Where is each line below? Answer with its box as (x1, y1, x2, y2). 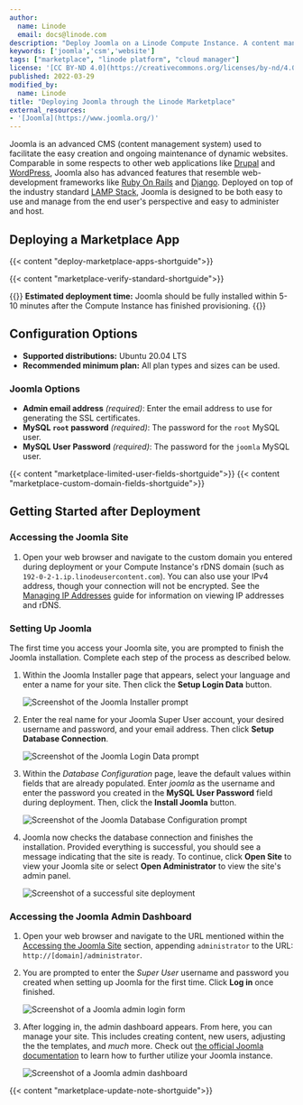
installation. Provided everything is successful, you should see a (22, 842, 262, 852)
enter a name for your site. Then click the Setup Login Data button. (22, 679, 272, 690)
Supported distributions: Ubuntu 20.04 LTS (22, 350, 188, 361)
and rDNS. (22, 599, 61, 610)
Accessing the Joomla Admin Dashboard (9, 910, 192, 923)
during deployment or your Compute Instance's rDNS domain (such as (22, 561, 285, 572)
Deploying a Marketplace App (9, 232, 180, 247)
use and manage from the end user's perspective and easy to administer (9, 196, 280, 207)
